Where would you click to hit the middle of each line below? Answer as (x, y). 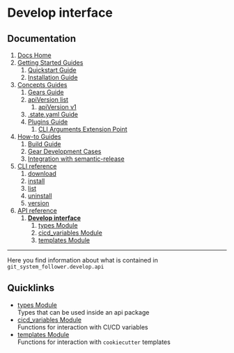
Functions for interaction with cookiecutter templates (94, 342)
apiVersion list (48, 100)
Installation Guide (53, 77)
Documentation (42, 39)
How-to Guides (39, 136)
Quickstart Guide (52, 70)
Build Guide (44, 144)
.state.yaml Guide (53, 114)
